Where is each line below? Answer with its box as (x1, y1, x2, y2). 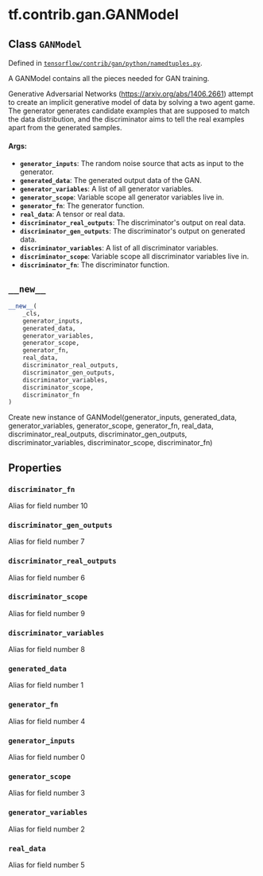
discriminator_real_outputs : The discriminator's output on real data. (19, 218, 246, 227)
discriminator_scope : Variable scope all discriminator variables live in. (19, 252, 249, 262)
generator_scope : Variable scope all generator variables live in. (19, 192, 225, 202)
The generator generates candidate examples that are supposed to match (8, 106, 250, 115)
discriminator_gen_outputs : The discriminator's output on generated (19, 227, 246, 236)
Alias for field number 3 (8, 789, 86, 798)
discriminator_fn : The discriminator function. (19, 260, 170, 269)
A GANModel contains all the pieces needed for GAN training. (8, 74, 210, 83)
